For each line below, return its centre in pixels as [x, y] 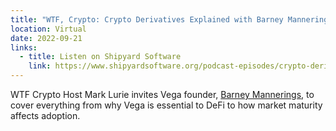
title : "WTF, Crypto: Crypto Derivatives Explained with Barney [147, 19]
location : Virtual [48, 29]
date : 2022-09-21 [46, 38]
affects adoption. [45, 115]
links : [24, 47]
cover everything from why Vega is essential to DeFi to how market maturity [166, 105]
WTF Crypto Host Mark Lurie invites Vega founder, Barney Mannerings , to [162, 94]
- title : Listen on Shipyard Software [100, 57]
